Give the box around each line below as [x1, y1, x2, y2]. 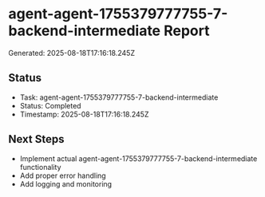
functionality [19, 162, 61, 171]
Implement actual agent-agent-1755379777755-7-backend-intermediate [19, 153, 258, 164]
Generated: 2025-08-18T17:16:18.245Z [8, 48, 136, 57]
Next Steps [8, 132, 65, 146]
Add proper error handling [19, 171, 106, 180]
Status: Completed [19, 100, 81, 110]
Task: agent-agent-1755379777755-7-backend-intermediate [19, 93, 219, 102]
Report [163, 22, 210, 40]
